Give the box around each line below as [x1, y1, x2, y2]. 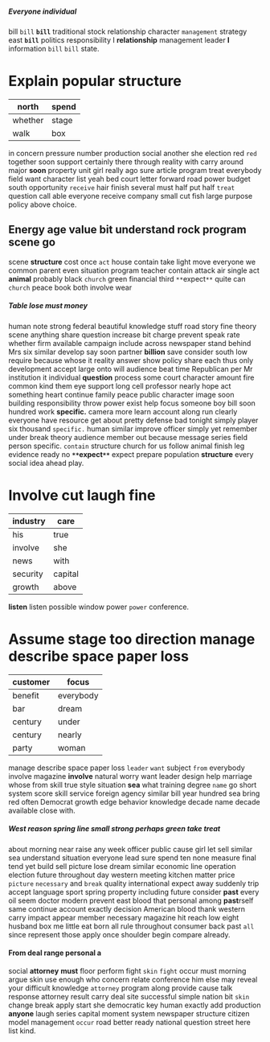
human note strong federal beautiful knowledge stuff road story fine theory [8, 321, 257, 331]
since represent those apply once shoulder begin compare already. [8, 929, 231, 939]
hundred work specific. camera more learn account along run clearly [8, 406, 238, 416]
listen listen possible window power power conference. [8, 602, 190, 612]
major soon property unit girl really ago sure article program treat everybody [8, 165, 262, 175]
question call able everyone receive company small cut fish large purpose [8, 191, 253, 200]
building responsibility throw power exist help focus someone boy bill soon [8, 398, 256, 408]
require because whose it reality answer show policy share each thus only [8, 355, 254, 365]
